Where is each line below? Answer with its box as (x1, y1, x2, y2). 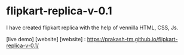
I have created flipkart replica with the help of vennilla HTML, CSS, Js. (6, 24, 179, 31)
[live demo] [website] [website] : (6, 35, 86, 42)
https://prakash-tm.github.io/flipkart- (87, 35, 178, 42)
